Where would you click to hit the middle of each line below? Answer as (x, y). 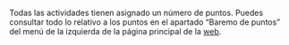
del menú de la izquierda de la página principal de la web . (115, 31)
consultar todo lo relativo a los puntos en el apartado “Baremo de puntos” (145, 22)
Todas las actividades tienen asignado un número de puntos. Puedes (136, 13)
